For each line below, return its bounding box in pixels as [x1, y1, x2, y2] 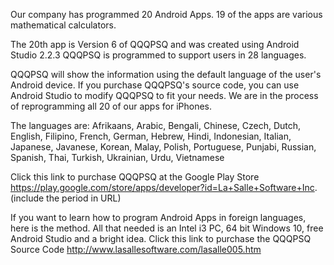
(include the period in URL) [10, 192, 122, 204]
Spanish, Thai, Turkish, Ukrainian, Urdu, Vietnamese [10, 152, 225, 163]
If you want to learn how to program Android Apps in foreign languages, [10, 212, 307, 223]
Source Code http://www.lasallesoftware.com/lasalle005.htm [10, 244, 262, 255]
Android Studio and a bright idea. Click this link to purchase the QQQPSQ [10, 233, 312, 244]
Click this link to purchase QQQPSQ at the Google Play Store [10, 171, 260, 183]
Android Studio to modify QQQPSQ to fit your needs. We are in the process [10, 90, 319, 101]
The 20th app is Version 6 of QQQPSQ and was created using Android [10, 39, 300, 50]
